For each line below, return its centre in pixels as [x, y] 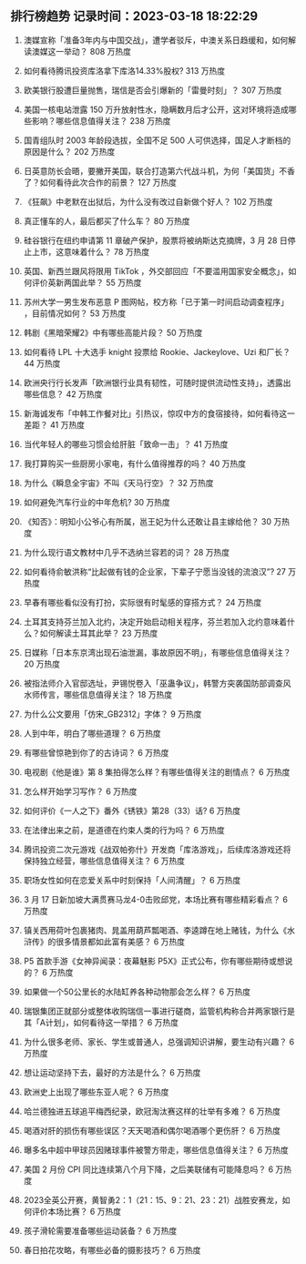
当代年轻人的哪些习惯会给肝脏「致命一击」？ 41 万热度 [126, 443]
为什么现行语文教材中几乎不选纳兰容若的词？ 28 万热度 [127, 552]
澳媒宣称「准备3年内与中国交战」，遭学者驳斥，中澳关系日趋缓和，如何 [156, 40]
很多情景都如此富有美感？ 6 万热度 [120, 942]
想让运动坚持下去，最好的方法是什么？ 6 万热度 [112, 1072]
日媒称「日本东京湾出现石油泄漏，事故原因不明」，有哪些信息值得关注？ [157, 652]
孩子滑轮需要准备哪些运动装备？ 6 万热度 [100, 1230]
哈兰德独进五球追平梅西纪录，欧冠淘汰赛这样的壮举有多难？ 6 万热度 [152, 1111]
